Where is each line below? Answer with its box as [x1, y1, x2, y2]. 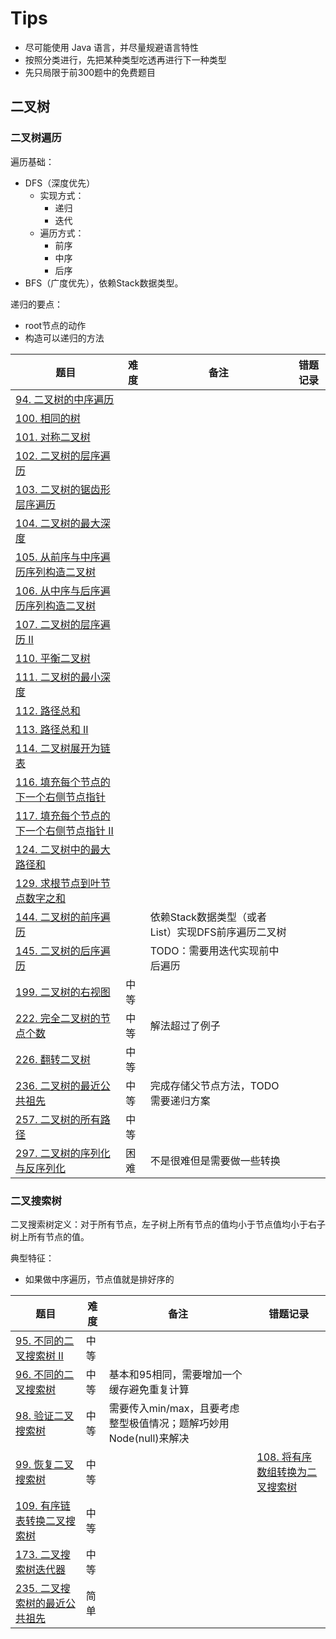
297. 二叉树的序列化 [15, 1146, 111, 1160]
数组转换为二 [256, 1465, 318, 1479]
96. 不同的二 [15, 1367, 75, 1381]
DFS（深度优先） [24, 177, 96, 189]
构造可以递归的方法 [24, 332, 105, 344]
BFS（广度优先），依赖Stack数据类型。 [24, 277, 184, 289]
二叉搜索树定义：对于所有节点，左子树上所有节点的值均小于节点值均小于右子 [10, 1218, 326, 1230]
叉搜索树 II [15, 1348, 64, 1362]
